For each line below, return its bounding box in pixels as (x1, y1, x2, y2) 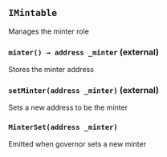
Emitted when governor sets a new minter (8, 139, 147, 148)
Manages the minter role (8, 26, 90, 36)
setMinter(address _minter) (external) (8, 85, 159, 96)
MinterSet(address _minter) (8, 123, 118, 132)
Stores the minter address (8, 65, 95, 74)
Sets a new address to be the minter (8, 103, 128, 112)
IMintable (8, 7, 58, 19)
